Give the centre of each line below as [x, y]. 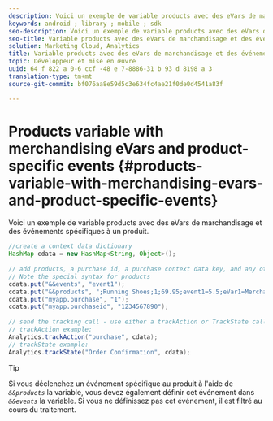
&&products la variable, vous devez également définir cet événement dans [132, 392]
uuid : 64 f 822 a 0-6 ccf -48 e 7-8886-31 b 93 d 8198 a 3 [110, 69]
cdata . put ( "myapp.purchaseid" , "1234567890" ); [89, 307]
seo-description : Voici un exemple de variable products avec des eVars [134, 31]
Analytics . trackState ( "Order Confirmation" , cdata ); [100, 352]
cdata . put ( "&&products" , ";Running [69, 292]
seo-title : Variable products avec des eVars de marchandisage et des [130, 39]
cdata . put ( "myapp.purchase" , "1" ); [69, 299]
